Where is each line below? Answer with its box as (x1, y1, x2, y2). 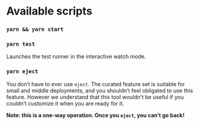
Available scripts (6, 4, 93, 18)
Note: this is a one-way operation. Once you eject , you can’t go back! (6, 111, 185, 119)
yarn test (6, 41, 35, 48)
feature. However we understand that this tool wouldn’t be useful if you (6, 93, 184, 101)
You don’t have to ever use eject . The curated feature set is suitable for (6, 80, 185, 87)
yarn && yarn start (6, 26, 64, 33)
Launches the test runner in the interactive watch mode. (6, 53, 147, 60)
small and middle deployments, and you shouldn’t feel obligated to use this (6, 87, 193, 94)
